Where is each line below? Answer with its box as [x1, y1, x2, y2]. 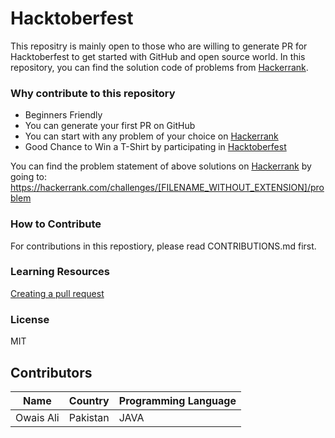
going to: [10, 171, 48, 183]
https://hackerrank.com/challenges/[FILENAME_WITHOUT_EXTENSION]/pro [10, 182, 325, 194]
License [10, 312, 50, 326]
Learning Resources [10, 265, 110, 279]
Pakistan [68, 410, 110, 424]
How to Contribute [10, 217, 102, 231]
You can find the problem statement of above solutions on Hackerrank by [10, 160, 312, 172]
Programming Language [118, 393, 237, 407]
